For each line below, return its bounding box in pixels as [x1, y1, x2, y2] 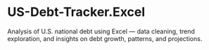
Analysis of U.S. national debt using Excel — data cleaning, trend [7, 27, 196, 35]
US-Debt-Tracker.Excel [7, 4, 146, 20]
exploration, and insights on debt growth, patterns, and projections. [7, 34, 203, 42]
